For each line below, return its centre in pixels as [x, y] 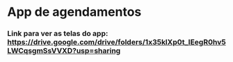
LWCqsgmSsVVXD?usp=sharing [64, 51]
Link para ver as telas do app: [58, 34]
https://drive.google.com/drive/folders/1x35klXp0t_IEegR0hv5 [116, 42]
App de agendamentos [74, 12]
